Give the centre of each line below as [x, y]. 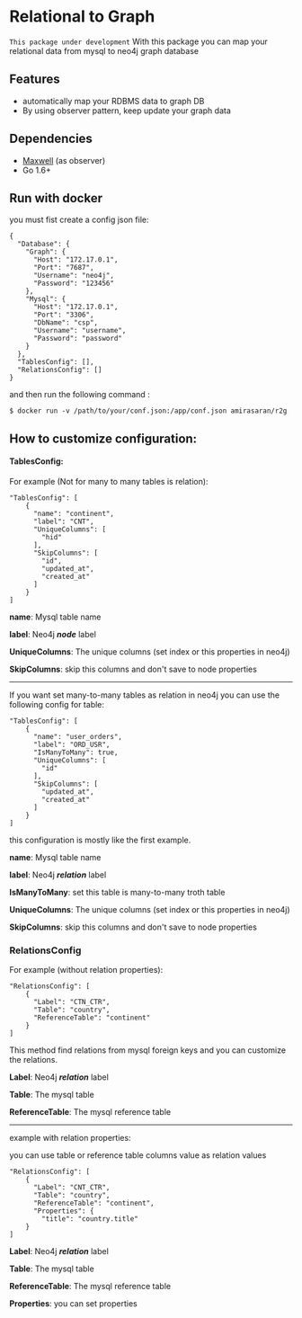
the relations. [34, 1060]
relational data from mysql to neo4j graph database [104, 50]
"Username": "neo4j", [74, 276]
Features [35, 80]
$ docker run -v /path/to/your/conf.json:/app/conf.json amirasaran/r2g [148, 411]
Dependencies [51, 139]
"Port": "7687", [63, 268]
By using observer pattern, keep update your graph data [127, 111]
